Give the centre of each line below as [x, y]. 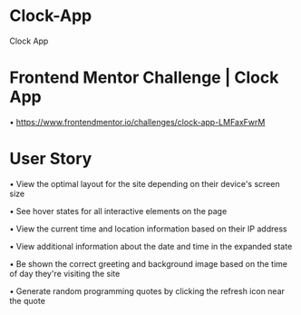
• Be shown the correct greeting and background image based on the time [149, 263]
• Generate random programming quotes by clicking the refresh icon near [147, 290]
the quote [27, 300]
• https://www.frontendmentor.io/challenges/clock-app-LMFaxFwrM [137, 122]
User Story [51, 159]
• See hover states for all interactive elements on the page [118, 211]
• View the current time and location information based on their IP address [148, 229]
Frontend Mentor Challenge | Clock [144, 78]
